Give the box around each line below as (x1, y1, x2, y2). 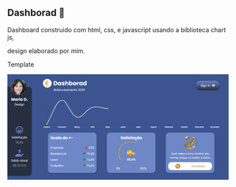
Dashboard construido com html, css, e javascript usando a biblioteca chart (7, 25, 226, 34)
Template (7, 60, 34, 69)
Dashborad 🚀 (7, 7, 65, 19)
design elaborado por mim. (7, 46, 86, 55)
